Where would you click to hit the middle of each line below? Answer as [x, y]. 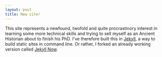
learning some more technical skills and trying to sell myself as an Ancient [80, 33]
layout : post [18, 10]
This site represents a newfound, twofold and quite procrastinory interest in [81, 28]
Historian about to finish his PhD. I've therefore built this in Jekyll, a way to [80, 39]
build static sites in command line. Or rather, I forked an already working [78, 44]
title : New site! [23, 14]
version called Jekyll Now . [31, 49]
